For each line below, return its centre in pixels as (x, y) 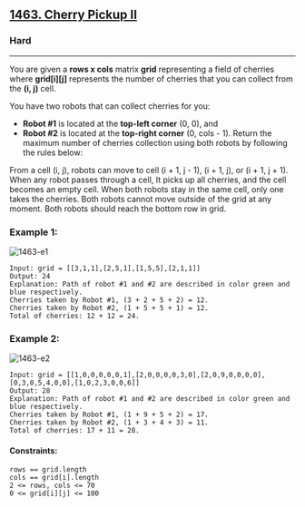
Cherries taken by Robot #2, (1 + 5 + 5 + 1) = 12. (109, 307)
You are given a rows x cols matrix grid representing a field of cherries (142, 69)
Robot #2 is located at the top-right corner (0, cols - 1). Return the (147, 133)
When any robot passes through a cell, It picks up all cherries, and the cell (148, 180)
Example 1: (34, 232)
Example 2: (34, 338)
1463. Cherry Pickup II (74, 15)
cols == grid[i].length (54, 478)
